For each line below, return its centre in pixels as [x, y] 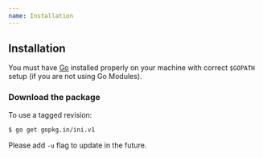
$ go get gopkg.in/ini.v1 [51, 130]
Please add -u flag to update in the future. [78, 145]
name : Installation [41, 16]
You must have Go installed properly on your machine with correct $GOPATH [132, 68]
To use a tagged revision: [50, 114]
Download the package [54, 98]
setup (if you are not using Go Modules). [75, 77]
